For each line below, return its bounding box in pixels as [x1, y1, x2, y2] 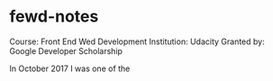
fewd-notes [9, 6, 99, 27]
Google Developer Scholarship [9, 45, 123, 56]
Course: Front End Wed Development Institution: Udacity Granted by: [9, 36, 265, 47]
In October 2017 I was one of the [9, 63, 131, 74]
